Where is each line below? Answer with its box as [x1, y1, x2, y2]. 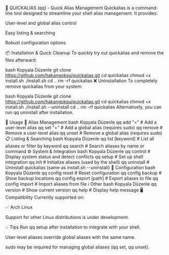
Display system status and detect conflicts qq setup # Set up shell [5, 154, 144, 160]
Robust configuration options [5, 40, 66, 46]
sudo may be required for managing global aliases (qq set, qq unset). [5, 244, 150, 250]
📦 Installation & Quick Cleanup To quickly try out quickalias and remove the [5, 50, 164, 56]
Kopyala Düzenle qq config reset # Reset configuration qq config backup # [5, 170, 162, 176]
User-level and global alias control [5, 20, 77, 26]
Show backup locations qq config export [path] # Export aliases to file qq [5, 175, 158, 181]
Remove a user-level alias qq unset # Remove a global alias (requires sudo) [5, 130, 162, 136]
